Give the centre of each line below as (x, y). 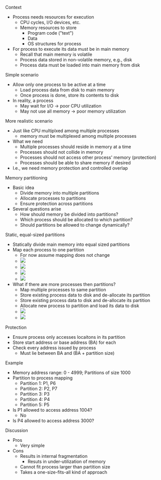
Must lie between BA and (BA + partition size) (67, 353)
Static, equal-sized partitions (35, 235)
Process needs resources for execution (53, 17)
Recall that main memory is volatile (56, 54)
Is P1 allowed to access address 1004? (52, 410)
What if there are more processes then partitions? (64, 284)
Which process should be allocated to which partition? (76, 220)
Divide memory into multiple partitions (60, 193)
